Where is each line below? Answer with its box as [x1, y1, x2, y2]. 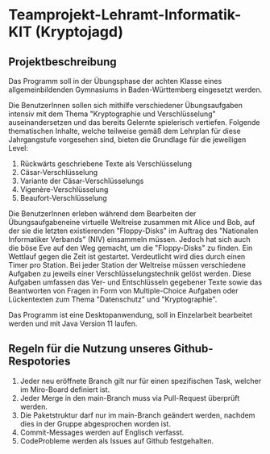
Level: [8, 144, 28, 152]
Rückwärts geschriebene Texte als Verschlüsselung [19, 159, 192, 169]
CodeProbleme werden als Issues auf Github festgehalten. [19, 435, 214, 445]
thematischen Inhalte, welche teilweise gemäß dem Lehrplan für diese [8, 127, 241, 135]
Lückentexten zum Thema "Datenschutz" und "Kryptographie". [8, 294, 218, 304]
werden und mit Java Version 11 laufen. [8, 319, 138, 328]
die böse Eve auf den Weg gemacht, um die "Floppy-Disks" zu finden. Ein [8, 244, 253, 252]
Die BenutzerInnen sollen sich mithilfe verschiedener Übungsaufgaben [8, 101, 243, 110]
